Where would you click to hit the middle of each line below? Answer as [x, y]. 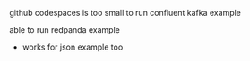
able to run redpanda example [65, 30]
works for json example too [73, 47]
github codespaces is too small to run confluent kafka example [125, 13]
